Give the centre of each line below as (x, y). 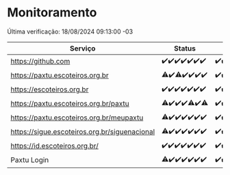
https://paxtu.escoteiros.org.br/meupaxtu (77, 118)
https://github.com (40, 62)
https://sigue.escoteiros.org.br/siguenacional (83, 132)
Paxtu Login (30, 160)
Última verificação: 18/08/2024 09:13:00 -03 (70, 31)
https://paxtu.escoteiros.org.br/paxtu (70, 104)
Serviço (82, 48)
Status (185, 48)
